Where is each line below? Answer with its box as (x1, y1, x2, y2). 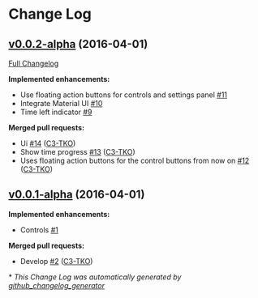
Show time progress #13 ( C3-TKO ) (19, 147, 135, 156)
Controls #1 (19, 224, 58, 235)
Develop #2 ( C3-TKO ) (19, 256, 93, 266)
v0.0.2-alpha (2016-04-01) (8, 37, 148, 51)
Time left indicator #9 (19, 107, 92, 117)
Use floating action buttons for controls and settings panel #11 (19, 90, 228, 100)
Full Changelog (8, 58, 59, 68)
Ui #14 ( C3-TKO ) (19, 138, 76, 148)
